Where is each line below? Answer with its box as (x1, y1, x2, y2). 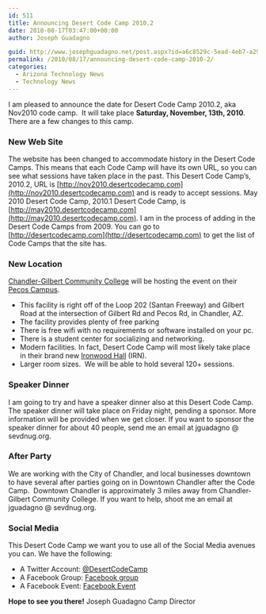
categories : (8, 63, 47, 71)
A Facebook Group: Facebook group (19, 573, 139, 582)
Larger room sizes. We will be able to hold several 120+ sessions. (19, 359, 235, 369)
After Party (8, 450, 52, 461)
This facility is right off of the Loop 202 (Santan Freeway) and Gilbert (19, 300, 245, 310)
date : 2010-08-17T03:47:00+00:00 (8, 26, 119, 34)
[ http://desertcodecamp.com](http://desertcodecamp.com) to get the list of (8, 230, 255, 239)
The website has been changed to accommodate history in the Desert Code (8, 154, 256, 164)
